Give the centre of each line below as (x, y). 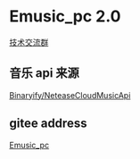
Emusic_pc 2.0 (65, 17)
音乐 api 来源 (45, 73)
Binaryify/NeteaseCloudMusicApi (70, 95)
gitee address (48, 124)
